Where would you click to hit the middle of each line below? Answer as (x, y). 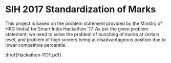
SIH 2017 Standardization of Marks (81, 9)
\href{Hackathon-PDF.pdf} (33, 55)
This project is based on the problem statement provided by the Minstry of (84, 23)
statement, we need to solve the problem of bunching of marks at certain (82, 34)
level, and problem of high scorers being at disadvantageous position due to (86, 40)
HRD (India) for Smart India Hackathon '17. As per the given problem (77, 28)
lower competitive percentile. (36, 45)
